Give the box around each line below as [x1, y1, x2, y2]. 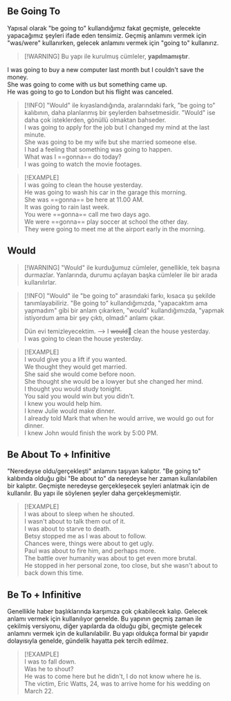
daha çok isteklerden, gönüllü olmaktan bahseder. [24, 116, 167, 124]
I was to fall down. [24, 657, 76, 666]
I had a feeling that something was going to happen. [24, 145, 173, 153]
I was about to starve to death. [24, 524, 112, 533]
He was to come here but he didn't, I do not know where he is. [24, 672, 202, 681]
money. [7, 73, 29, 81]
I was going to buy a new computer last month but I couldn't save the [7, 65, 204, 73]
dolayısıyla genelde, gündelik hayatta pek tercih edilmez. [7, 637, 169, 645]
